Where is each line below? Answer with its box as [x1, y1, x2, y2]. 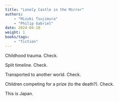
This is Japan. [5, 90, 33, 96]
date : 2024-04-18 [5, 25, 41, 30]
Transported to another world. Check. [5, 72, 81, 77]
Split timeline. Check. [5, 62, 48, 68]
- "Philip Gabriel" [14, 21, 54, 26]
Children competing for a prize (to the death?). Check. [5, 81, 114, 87]
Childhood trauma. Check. [5, 52, 58, 58]
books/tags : [5, 35, 29, 40]
